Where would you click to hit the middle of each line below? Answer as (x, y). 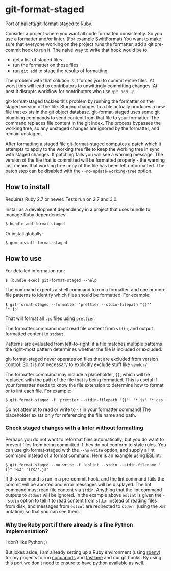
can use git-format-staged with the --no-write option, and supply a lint (80, 450)
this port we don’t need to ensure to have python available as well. (75, 563)
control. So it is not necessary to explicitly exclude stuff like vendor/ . (77, 364)
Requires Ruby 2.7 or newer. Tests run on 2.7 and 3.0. (62, 199)
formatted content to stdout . (35, 334)
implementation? (27, 531)
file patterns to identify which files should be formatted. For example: (78, 295)
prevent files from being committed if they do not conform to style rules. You (86, 444)
